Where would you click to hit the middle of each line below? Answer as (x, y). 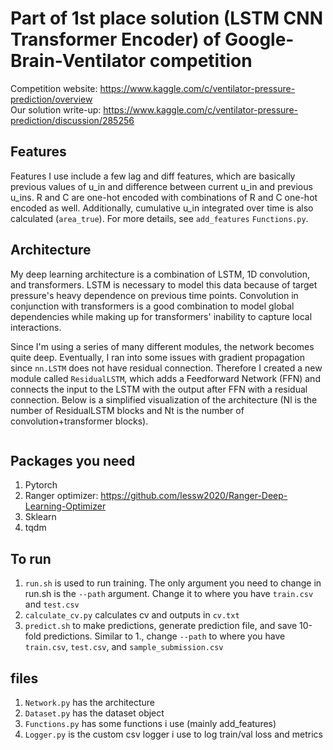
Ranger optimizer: (61, 496)
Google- (259, 39)
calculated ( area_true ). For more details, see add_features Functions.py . (159, 218)
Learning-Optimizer (65, 506)
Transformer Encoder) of (116, 39)
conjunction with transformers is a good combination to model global (152, 306)
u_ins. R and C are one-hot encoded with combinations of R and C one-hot (164, 197)
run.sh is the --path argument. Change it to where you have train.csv (169, 594)
